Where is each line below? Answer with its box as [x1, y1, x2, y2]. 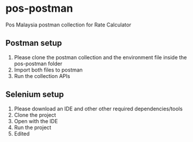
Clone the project [13, 111, 56, 119]
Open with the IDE [13, 117, 58, 124]
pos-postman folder [13, 60, 63, 67]
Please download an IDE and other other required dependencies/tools [13, 105, 183, 112]
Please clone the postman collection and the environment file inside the [13, 53, 187, 60]
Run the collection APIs [13, 72, 70, 79]
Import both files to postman [13, 66, 83, 73]
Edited [13, 130, 30, 137]
